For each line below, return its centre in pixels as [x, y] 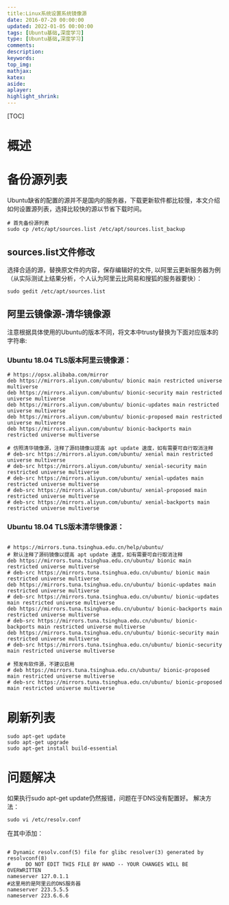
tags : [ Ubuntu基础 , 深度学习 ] [46, 33]
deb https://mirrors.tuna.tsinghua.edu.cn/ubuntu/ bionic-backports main [115, 609]
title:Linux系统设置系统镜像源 [47, 13]
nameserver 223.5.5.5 [38, 890]
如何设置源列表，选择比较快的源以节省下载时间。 [76, 209]
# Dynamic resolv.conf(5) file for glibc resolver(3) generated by [106, 853]
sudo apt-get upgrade [38, 743]
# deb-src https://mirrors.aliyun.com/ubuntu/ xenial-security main [107, 467]
